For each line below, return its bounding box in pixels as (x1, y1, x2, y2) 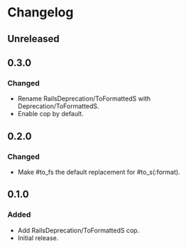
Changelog (7, 4, 74, 21)
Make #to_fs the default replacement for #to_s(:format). (17, 167, 180, 176)
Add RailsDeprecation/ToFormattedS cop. (17, 226, 140, 234)
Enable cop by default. (17, 110, 84, 118)
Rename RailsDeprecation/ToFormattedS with (17, 94, 151, 103)
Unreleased (7, 33, 60, 45)
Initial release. (17, 233, 59, 242)
